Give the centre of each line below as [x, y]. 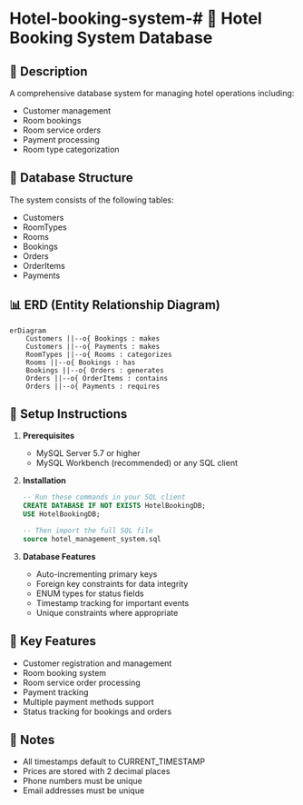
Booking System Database [111, 38]
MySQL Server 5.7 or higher [88, 453]
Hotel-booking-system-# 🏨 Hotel [136, 19]
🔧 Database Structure [71, 178]
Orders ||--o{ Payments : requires [93, 386]
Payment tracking [55, 692]
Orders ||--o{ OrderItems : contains [97, 378]
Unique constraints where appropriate [107, 612]
